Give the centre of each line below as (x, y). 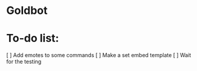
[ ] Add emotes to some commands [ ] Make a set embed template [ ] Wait (99, 55)
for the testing (24, 62)
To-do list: (33, 39)
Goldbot (27, 11)
